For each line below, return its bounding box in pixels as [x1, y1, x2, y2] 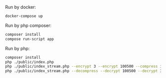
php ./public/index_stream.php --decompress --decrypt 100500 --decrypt [5, 69, 158, 74]
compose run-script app [5, 36, 54, 41]
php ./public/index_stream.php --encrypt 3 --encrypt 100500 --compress [5, 64, 158, 69]
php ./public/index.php [5, 59, 54, 64]
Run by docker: [5, 4, 36, 10]
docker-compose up [5, 14, 43, 19]
